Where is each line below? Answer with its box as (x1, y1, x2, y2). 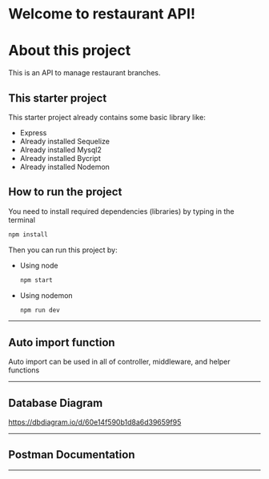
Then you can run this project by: (8, 245, 118, 255)
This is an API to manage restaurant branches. (8, 68, 161, 78)
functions (8, 365, 40, 375)
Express (19, 127, 47, 137)
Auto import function (8, 336, 115, 349)
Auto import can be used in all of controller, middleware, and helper (8, 357, 231, 367)
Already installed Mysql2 (19, 145, 102, 155)
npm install (8, 230, 48, 239)
